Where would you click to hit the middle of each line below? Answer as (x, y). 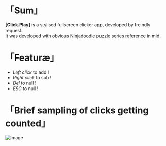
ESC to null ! (25, 88)
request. (14, 30)
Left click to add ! (31, 72)
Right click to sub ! (32, 77)
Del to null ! (24, 83)
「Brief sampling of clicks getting (77, 111)
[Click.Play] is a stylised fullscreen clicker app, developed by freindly (78, 25)
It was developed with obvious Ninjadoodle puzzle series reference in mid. (83, 36)
